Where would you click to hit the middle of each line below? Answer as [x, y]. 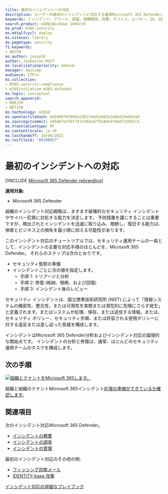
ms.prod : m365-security [30, 29]
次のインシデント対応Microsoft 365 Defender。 [54, 425]
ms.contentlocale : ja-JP [31, 131]
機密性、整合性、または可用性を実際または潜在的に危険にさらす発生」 [90, 306]
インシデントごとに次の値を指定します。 [54, 270]
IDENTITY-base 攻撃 [33, 475]
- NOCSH [13, 52]
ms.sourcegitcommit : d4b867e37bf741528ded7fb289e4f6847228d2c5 [72, 121]
